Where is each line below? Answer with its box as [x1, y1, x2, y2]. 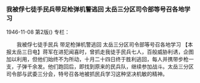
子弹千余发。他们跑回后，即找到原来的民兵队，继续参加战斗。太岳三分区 [16, 63, 194, 70]
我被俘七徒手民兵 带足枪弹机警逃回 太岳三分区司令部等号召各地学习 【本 [16, 41, 193, 48]
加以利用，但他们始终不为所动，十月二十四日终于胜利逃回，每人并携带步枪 [6, 56, 189, 63]
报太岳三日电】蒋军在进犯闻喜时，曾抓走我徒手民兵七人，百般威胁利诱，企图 [6, 48, 194, 55]
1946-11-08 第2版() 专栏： [6, 28, 70, 36]
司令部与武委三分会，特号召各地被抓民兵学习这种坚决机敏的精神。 [6, 71, 168, 78]
